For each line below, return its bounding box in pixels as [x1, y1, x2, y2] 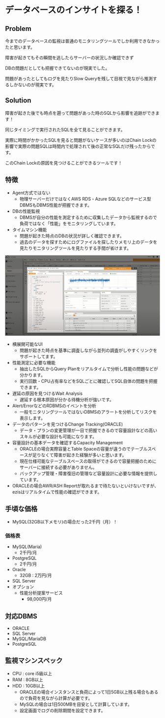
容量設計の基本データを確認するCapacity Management [12, 440, 123, 446]
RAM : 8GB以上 [12, 677, 43, 683]
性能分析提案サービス [19, 590, 63, 596]
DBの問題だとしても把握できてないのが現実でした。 [5, 65, 110, 71]
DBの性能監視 [12, 208, 40, 214]
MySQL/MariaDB [12, 636, 47, 642]
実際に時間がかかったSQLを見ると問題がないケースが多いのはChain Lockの [5, 137, 157, 143]
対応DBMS [5, 612, 38, 620]
